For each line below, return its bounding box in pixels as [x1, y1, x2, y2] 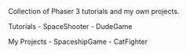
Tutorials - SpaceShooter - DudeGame [8, 22, 133, 31]
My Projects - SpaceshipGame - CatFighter [8, 37, 148, 46]
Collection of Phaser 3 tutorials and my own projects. [8, 7, 180, 16]
